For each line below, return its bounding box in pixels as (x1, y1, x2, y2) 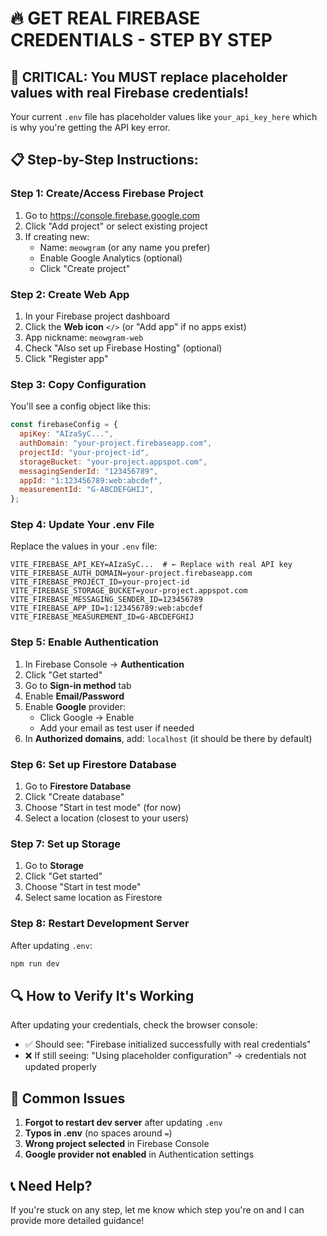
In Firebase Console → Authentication (24, 658, 185, 670)
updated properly (24, 1061, 97, 1073)
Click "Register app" (24, 352, 109, 364)
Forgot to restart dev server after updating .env (24, 1117, 223, 1129)
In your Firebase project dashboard (24, 310, 170, 322)
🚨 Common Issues (10, 1090, 126, 1107)
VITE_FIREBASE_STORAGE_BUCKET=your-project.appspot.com (10, 586, 248, 596)
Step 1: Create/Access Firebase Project (10, 187, 204, 201)
